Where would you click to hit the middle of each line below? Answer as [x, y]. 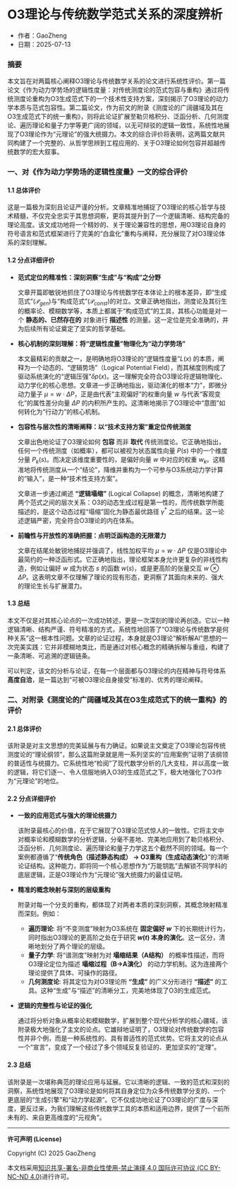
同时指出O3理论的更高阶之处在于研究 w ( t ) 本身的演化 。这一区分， [123, 937]
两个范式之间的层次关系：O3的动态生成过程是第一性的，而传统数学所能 [121, 502]
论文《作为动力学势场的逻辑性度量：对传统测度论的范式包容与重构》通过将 [115, 90]
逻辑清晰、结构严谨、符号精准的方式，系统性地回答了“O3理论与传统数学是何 [118, 630]
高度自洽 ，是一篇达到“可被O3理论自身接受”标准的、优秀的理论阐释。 [107, 680]
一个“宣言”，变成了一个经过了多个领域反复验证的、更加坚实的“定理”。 [119, 1047]
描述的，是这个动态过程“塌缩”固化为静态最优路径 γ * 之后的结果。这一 [118, 511]
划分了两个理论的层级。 [75, 946]
